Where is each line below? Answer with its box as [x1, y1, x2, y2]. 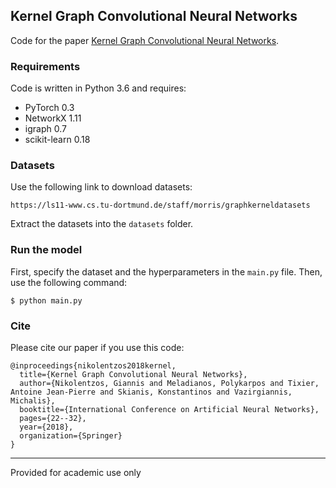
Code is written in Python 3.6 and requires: [10, 82, 187, 94]
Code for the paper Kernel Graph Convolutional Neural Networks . [10, 34, 280, 46]
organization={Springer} [19, 431, 123, 441]
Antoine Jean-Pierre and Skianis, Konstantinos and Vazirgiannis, [10, 387, 293, 397]
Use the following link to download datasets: [10, 181, 193, 193]
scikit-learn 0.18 [24, 134, 91, 146]
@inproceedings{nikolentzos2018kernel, [10, 361, 177, 371]
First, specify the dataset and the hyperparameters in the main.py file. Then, [10, 265, 323, 278]
